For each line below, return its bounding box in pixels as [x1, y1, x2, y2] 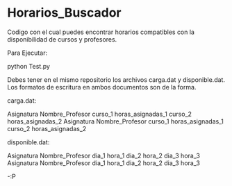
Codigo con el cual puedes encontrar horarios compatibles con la [7, 28, 194, 36]
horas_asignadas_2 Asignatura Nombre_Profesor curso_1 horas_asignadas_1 [7, 117, 224, 126]
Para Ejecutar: [7, 49, 47, 57]
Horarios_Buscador [7, 5, 122, 21]
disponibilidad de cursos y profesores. [7, 35, 117, 43]
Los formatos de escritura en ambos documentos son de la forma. [7, 83, 197, 91]
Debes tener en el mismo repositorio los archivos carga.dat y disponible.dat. [7, 75, 226, 84]
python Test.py [7, 62, 51, 70]
